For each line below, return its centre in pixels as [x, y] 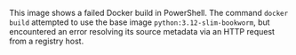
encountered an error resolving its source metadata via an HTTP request [142, 31]
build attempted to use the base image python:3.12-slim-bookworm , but [140, 22]
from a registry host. [47, 41]
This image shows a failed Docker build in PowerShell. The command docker [149, 13]
